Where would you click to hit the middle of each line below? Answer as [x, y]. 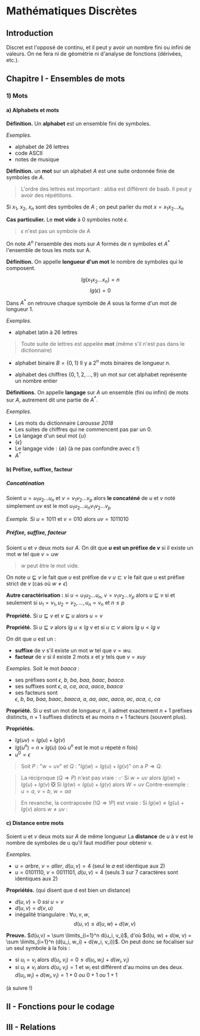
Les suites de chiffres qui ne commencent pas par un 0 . [83, 429]
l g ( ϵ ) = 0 [100, 290]
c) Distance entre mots [35, 823]
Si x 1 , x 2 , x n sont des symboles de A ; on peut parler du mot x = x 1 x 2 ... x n [95, 207]
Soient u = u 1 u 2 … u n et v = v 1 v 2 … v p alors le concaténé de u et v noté [91, 499]
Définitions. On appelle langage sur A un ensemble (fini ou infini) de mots [98, 393]
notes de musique [37, 159]
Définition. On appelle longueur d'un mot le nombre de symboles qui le [95, 262]
